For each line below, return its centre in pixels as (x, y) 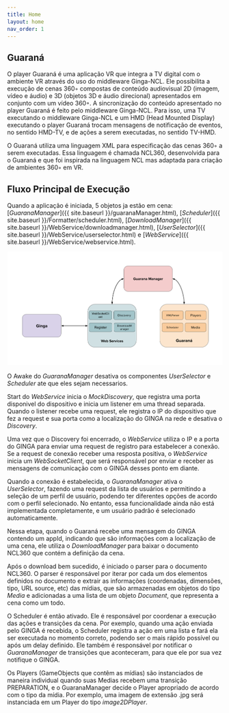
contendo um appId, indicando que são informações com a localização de (111, 539)
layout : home (26, 22)
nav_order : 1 (26, 29)
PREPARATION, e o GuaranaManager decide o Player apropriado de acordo (113, 688)
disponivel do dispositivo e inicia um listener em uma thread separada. (106, 404)
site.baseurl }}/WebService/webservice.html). (71, 242)
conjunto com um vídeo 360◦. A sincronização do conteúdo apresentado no (114, 104)
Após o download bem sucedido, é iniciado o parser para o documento (107, 566)
